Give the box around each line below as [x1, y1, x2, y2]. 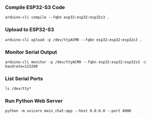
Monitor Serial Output [5, 48, 57, 55]
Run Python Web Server [5, 98, 63, 104]
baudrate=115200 [5, 64, 38, 69]
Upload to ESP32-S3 [5, 26, 54, 33]
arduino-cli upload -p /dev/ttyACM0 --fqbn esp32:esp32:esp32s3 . [5, 37, 142, 42]
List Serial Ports [5, 75, 43, 82]
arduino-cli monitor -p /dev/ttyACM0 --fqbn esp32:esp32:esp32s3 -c [5, 59, 147, 64]
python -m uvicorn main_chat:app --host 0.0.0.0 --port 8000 [5, 109, 132, 114]
